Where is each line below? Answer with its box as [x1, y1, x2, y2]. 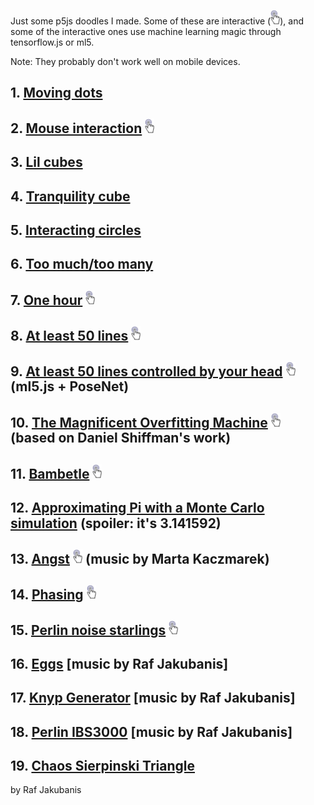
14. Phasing [10, 586, 84, 603]
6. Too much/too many [10, 256, 154, 273]
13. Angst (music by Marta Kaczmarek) [10, 550, 270, 567]
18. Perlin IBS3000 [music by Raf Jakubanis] [10, 723, 293, 740]
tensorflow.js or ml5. [10, 36, 95, 48]
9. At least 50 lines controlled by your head [10, 363, 283, 380]
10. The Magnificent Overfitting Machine [10, 414, 268, 431]
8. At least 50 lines [10, 327, 129, 344]
